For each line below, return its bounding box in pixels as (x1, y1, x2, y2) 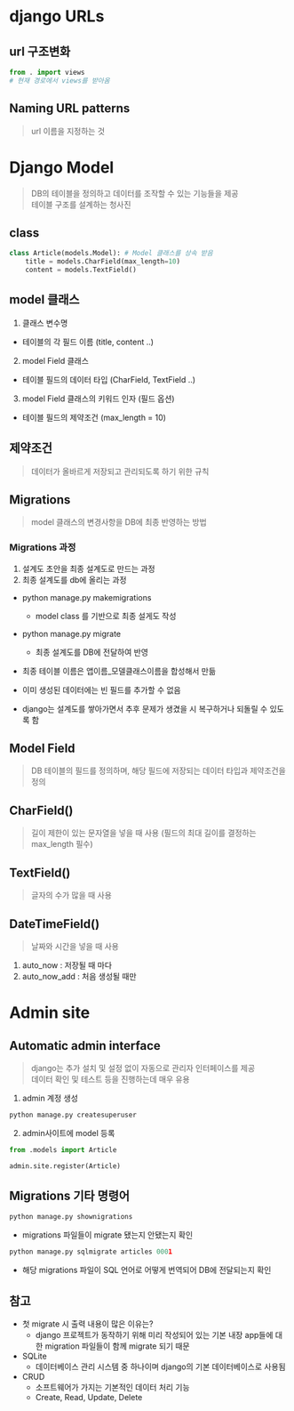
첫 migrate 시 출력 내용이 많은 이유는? (21, 1318, 154, 1329)
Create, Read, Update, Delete (35, 1391, 143, 1402)
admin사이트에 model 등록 (21, 1127, 115, 1138)
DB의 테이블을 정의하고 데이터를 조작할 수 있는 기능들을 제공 (30, 188, 239, 198)
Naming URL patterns (9, 101, 131, 117)
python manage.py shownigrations (9, 1213, 133, 1222)
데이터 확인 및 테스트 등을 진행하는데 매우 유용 (30, 1074, 190, 1084)
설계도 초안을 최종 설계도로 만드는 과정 (21, 563, 155, 574)
